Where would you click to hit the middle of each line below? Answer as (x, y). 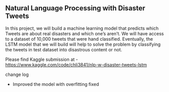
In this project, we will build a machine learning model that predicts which (82, 28)
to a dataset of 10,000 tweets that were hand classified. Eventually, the (79, 39)
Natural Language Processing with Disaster (75, 8)
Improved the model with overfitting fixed (56, 84)
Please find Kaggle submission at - (42, 59)
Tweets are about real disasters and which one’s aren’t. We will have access (84, 33)
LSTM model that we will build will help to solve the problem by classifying (83, 44)
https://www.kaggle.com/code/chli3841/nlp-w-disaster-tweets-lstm (76, 64)
